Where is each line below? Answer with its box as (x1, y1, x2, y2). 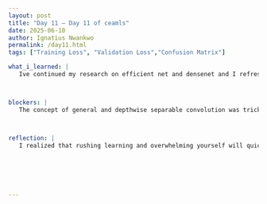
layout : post (8, 11, 52, 20)
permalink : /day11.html (8, 41, 87, 49)
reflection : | (8, 134, 56, 142)
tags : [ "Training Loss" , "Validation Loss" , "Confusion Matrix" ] (8, 48, 226, 56)
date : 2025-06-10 (8, 26, 66, 34)
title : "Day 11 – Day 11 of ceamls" (8, 19, 130, 27)
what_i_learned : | (8, 63, 69, 71)
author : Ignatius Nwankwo (8, 33, 94, 42)
